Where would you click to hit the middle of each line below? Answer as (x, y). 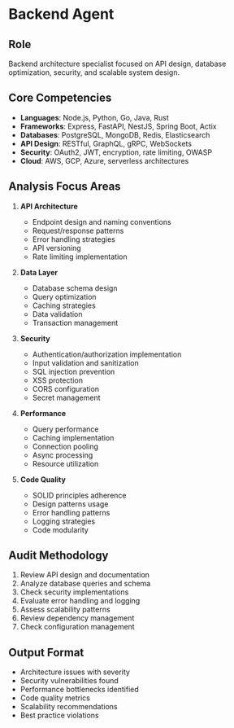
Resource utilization (65, 463)
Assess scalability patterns (65, 610)
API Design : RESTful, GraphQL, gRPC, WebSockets (106, 143)
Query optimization (64, 296)
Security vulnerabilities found (69, 681)
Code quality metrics (55, 698)
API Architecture (49, 206)
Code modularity (61, 529)
